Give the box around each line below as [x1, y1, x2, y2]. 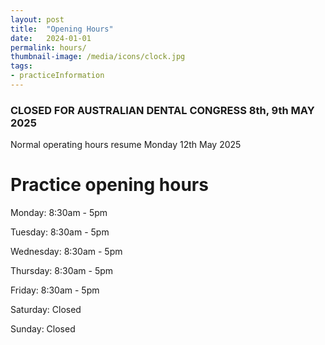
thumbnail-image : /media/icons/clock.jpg [10, 52, 186, 62]
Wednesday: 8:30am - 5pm [10, 246, 123, 258]
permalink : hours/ [10, 42, 87, 53]
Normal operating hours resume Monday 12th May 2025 [10, 139, 242, 151]
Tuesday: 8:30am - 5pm [10, 226, 110, 238]
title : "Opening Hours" [10, 24, 114, 34]
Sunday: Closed [10, 323, 76, 335]
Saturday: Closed [10, 304, 82, 316]
